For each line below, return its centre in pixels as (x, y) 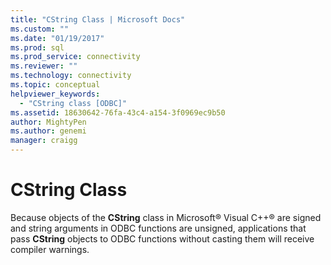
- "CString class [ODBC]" (73, 103)
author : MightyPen (48, 122)
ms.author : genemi (48, 131)
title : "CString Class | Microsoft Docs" (98, 19)
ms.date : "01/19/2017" (57, 38)
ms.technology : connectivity (71, 76)
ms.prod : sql (37, 47)
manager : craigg (44, 141)
